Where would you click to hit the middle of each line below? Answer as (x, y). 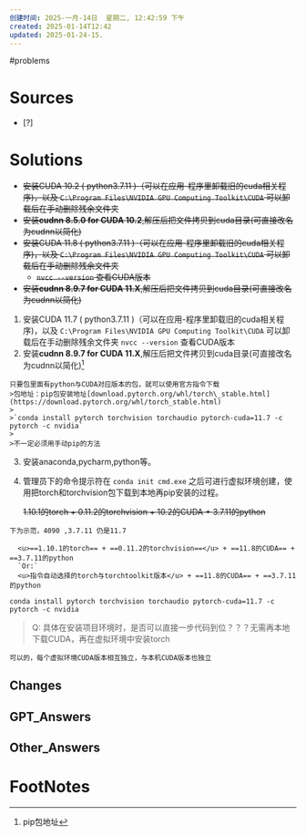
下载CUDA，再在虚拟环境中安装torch (101, 638)
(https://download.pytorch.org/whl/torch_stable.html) (116, 402)
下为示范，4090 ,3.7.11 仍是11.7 (68, 531)
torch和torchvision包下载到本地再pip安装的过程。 (131, 492)
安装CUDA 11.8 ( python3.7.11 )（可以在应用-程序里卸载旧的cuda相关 (150, 243)
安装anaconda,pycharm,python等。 (89, 461)
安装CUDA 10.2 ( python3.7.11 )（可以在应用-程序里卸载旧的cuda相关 (151, 186)
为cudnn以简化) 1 (53, 364)
